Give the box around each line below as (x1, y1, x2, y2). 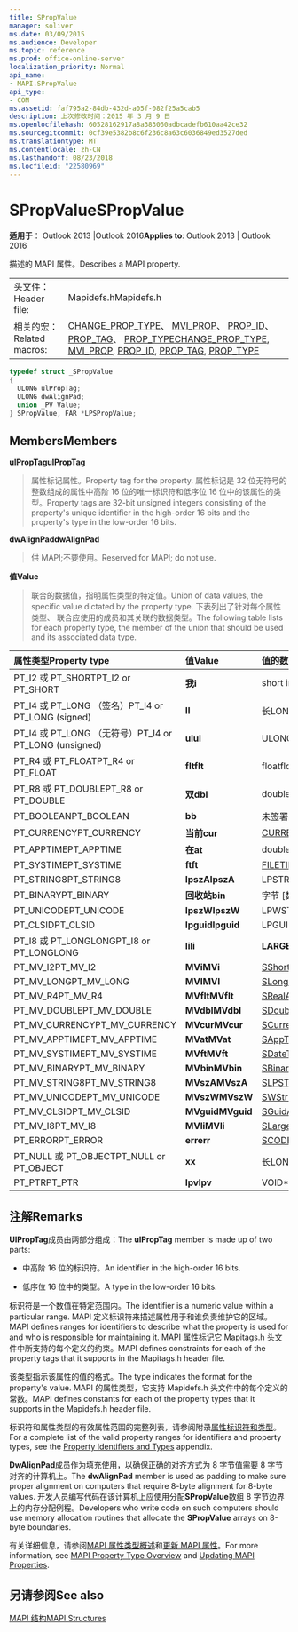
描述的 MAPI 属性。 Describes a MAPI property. (9, 259, 181, 269)
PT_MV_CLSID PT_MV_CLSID (13, 1105, 131, 1118)
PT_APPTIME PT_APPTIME (13, 843, 122, 856)
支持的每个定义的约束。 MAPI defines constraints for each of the (32, 1343, 266, 1354)
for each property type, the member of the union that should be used (30, 623, 284, 633)
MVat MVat (184, 1033, 231, 1046)
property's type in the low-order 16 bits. (30, 517, 177, 528)
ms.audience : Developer (9, 37, 98, 47)
